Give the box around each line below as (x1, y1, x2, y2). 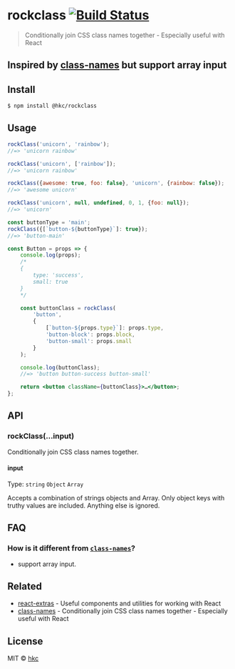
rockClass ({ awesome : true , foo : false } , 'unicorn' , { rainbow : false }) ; (7, 179, 225, 187)
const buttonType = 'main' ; (7, 219, 91, 226)
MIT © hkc (7, 654, 39, 663)
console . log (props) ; (20, 252, 81, 259)
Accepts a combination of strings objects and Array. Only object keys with (7, 493, 225, 502)
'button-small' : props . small (45, 337, 132, 345)
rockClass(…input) (7, 431, 75, 441)
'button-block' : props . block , (45, 331, 135, 339)
